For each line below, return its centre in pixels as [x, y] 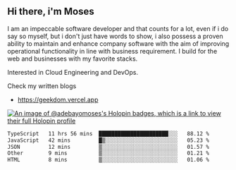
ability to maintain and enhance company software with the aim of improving [118, 43]
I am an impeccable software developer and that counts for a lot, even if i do [118, 28]
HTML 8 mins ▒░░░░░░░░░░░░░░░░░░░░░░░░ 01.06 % [108, 160]
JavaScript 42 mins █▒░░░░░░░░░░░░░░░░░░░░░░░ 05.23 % [108, 140]
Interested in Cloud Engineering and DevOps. [73, 72]
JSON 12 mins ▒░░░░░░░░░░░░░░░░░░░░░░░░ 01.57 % [108, 147]
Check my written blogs [42, 86]
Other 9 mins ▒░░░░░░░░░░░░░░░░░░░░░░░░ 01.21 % [108, 153]
